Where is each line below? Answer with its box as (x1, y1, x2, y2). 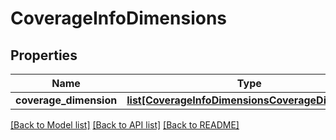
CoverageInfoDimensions (10, 7, 228, 30)
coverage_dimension (15, 93, 118, 107)
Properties (10, 47, 78, 64)
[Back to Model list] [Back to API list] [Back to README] (10, 119, 240, 131)
